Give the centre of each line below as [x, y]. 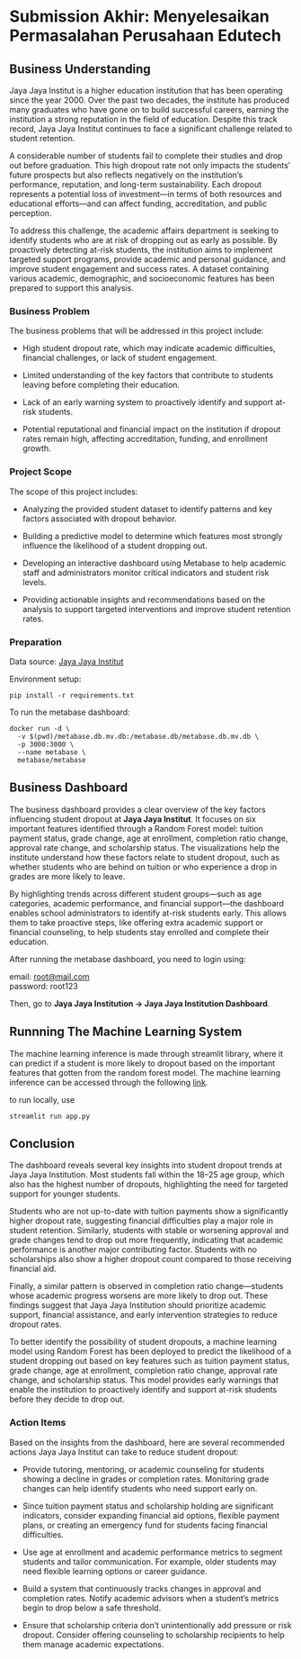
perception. [31, 213]
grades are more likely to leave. [67, 876]
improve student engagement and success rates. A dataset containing [139, 269]
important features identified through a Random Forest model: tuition [136, 828]
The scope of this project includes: [74, 491]
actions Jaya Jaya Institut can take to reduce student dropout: [124, 1452]
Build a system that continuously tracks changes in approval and [142, 1588]
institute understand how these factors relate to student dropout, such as [145, 857]
